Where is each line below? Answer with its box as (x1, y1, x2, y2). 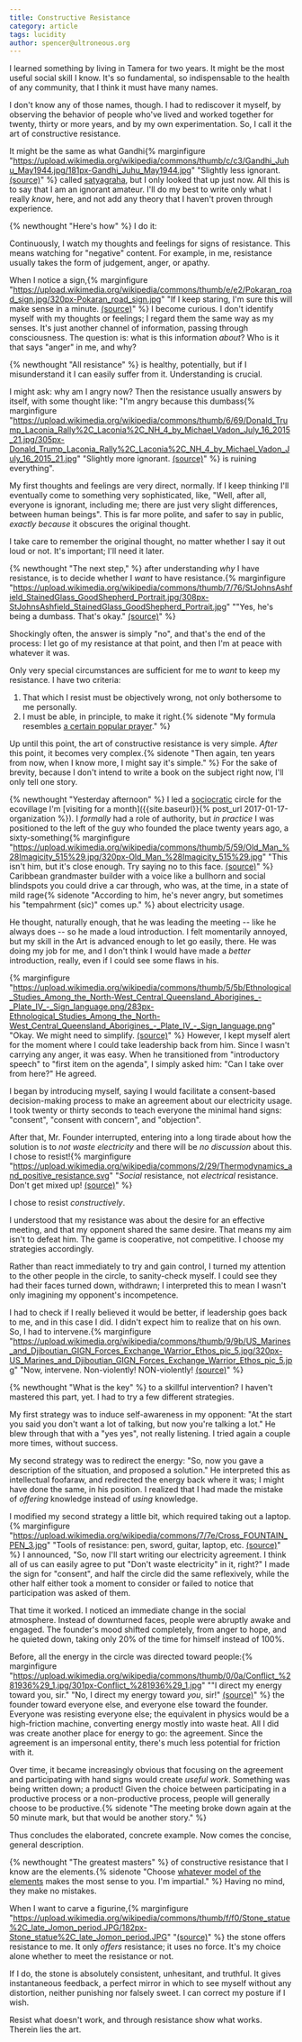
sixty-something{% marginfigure (9, 833, 130, 843)
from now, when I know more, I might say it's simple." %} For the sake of (9, 758, 278, 769)
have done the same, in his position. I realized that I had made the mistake (9, 1484, 283, 1495)
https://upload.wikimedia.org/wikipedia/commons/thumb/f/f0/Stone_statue (13, 1912, 290, 1924)
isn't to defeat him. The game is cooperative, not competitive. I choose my (9, 1234, 285, 1244)
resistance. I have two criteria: (9, 675, 121, 686)
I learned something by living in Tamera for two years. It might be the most (9, 63, 285, 74)
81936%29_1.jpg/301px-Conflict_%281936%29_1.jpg (9, 1680, 202, 1691)
